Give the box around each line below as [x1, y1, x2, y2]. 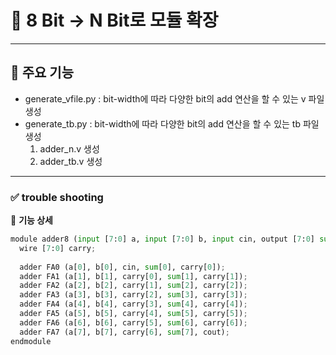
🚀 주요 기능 [10, 64, 75, 81]
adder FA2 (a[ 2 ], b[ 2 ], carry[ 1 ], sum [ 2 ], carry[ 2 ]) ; [19, 281, 248, 291]
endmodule [10, 336, 52, 346]
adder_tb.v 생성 [39, 155, 103, 167]
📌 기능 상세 [10, 214, 53, 226]
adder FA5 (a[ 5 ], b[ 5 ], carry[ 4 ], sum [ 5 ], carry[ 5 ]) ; [19, 309, 248, 319]
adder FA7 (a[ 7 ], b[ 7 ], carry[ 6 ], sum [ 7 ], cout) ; [19, 327, 230, 337]
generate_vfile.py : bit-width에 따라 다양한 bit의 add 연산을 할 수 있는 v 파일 [24, 92, 325, 105]
